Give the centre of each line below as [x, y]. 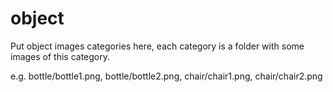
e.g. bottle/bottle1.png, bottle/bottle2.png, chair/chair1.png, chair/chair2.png [166, 76]
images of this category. [60, 56]
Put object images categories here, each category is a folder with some [157, 46]
